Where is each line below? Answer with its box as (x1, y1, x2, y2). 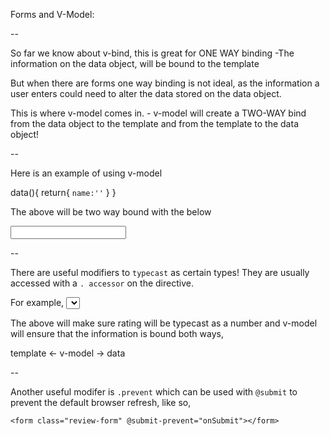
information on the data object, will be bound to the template (10, 58, 260, 69)
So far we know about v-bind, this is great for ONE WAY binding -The (10, 47, 295, 59)
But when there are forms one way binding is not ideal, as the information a (10, 77, 320, 89)
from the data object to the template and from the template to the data (10, 118, 299, 129)
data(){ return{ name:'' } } (10, 187, 117, 198)
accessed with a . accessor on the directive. (10, 277, 194, 289)
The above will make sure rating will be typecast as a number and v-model (10, 317, 318, 329)
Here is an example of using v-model (10, 167, 163, 179)
